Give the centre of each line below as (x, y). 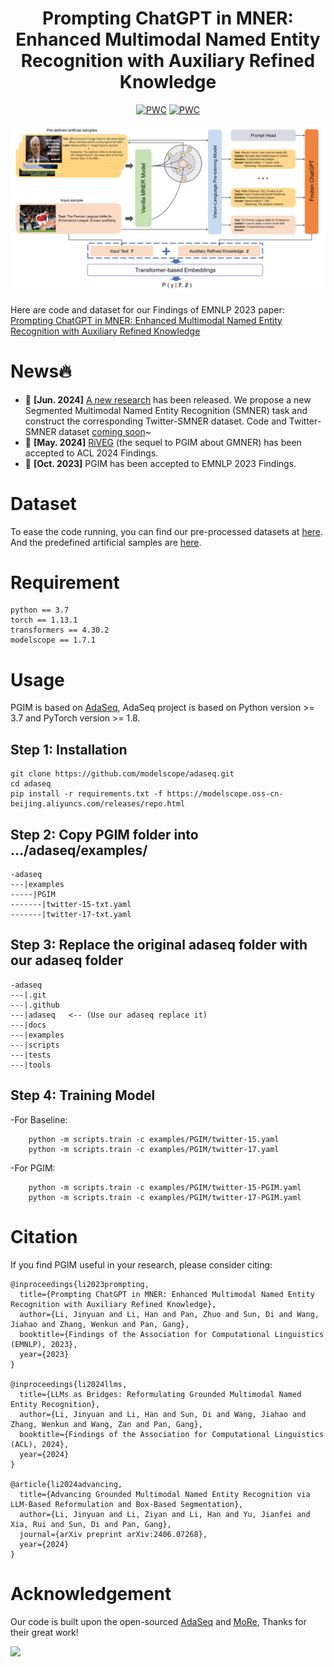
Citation (44, 1236)
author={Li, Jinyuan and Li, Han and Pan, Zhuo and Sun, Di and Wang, (169, 1314)
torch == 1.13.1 (44, 620)
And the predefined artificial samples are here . (106, 542)
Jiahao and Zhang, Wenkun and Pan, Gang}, (100, 1324)
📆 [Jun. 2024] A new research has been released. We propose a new (168, 399)
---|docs (28, 1025)
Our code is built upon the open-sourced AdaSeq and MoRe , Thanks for (158, 1621)
